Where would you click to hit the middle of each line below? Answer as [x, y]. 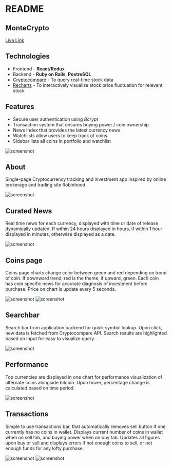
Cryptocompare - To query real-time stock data [63, 80]
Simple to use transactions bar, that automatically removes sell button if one [85, 426]
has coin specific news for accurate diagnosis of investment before [77, 284]
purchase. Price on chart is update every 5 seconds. [61, 289]
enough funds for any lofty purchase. [45, 448]
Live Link [15, 40]
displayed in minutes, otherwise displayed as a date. [61, 234]
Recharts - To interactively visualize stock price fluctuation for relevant [88, 85]
